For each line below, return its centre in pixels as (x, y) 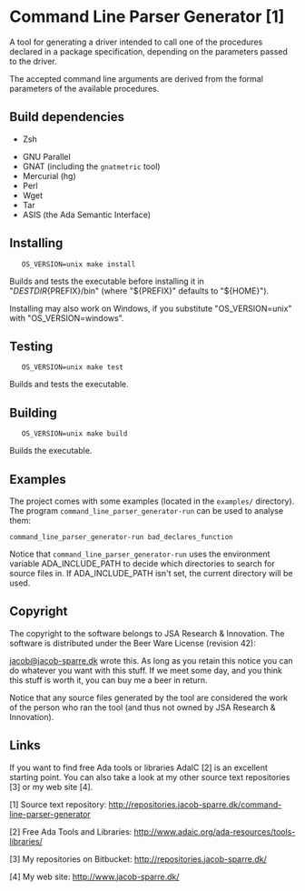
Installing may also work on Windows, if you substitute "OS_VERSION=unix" (151, 308)
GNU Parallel (46, 156)
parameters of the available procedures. (84, 88)
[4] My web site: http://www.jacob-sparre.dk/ (94, 876)
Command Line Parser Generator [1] (147, 17)
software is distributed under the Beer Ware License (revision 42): (133, 643)
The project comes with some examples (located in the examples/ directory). (152, 501)
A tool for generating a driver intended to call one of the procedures (136, 42)
